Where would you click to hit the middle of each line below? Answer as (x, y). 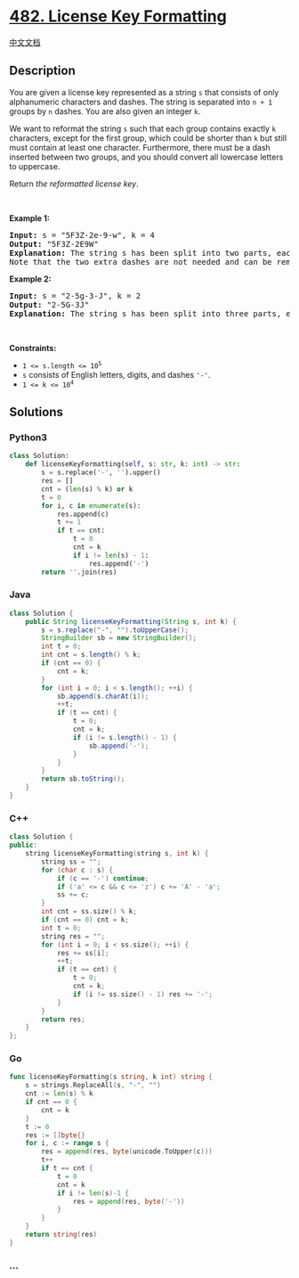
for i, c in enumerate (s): (91, 505)
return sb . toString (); (83, 779)
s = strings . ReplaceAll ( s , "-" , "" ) (93, 1085)
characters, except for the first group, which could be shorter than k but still (148, 138)
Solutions (36, 412)
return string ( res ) (61, 1235)
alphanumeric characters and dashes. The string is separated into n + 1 (141, 102)
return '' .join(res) (79, 572)
